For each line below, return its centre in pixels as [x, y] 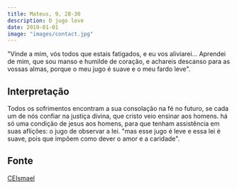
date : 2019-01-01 [33, 27]
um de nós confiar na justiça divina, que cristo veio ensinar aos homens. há [118, 116]
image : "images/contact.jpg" [50, 34]
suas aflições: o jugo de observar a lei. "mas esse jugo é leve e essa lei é [114, 131]
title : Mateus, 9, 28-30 [44, 14]
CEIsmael [21, 178]
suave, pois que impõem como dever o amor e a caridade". [94, 139]
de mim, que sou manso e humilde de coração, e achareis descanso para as [119, 62]
